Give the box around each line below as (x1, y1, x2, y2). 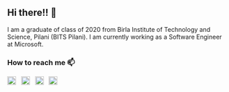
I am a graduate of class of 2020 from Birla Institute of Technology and (7, 25, 211, 33)
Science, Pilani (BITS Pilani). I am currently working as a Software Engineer (7, 33, 223, 41)
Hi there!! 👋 (7, 7, 57, 19)
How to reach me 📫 (7, 57, 75, 67)
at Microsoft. (7, 39, 44, 48)
